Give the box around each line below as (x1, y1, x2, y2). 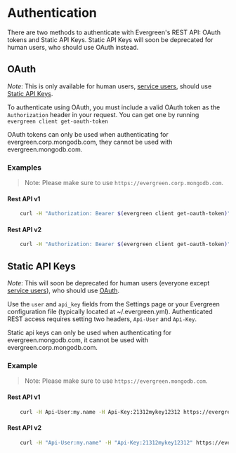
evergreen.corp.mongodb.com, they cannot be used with (7, 137, 173, 146)
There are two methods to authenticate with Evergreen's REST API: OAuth (7, 28, 221, 36)
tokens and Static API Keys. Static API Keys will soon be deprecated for (7, 35, 214, 43)
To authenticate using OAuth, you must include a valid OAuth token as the (7, 103, 221, 111)
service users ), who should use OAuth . (7, 286, 120, 295)
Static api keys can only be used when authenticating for (7, 328, 172, 337)
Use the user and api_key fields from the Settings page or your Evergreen (7, 300, 220, 309)
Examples (7, 163, 42, 173)
